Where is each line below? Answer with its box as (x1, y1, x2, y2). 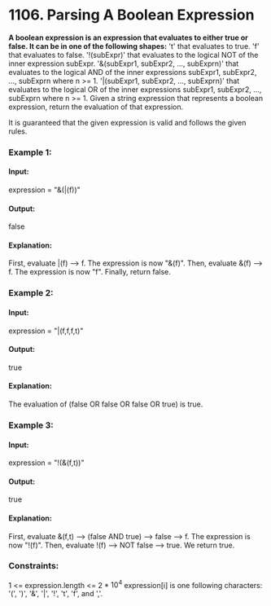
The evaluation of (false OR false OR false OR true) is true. (8, 399, 203, 409)
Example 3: (8, 419, 55, 431)
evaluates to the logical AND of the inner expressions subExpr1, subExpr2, (8, 67, 257, 77)
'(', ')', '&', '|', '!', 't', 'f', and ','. (8, 589, 103, 599)
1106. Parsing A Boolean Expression (8, 6, 255, 24)
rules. (8, 126, 28, 136)
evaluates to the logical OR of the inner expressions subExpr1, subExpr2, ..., (8, 84, 262, 94)
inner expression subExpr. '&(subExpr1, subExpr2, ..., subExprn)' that (8, 59, 239, 68)
